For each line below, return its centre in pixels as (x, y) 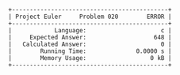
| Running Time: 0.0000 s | (90, 51)
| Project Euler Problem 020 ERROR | (90, 17)
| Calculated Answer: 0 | (90, 44)
